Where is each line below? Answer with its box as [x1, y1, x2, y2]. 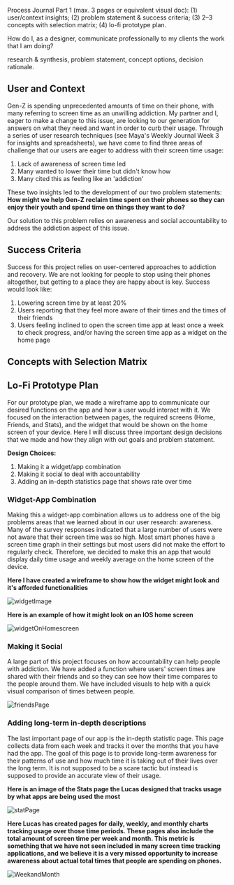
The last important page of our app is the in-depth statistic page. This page [7, 734, 224, 742]
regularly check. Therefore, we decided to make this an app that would [7, 548, 211, 556]
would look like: [7, 285, 52, 293]
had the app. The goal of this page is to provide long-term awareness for [7, 749, 217, 757]
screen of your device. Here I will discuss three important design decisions [7, 428, 222, 436]
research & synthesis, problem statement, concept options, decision [7, 55, 204, 64]
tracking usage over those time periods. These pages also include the [7, 826, 214, 835]
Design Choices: [7, 449, 57, 457]
